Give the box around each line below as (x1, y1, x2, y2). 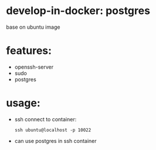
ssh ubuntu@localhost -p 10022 (14, 127, 91, 133)
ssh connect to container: (14, 115, 77, 122)
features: (6, 44, 52, 57)
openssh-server (14, 63, 54, 70)
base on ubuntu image (6, 23, 60, 30)
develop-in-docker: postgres (6, 4, 151, 18)
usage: (6, 97, 41, 110)
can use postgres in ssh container (14, 137, 97, 144)
